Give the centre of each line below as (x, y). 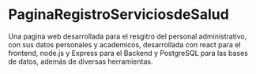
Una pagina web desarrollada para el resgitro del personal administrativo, (128, 36)
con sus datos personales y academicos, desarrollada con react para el (124, 44)
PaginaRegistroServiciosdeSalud (119, 15)
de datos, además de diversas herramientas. (81, 61)
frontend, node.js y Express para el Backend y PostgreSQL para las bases (128, 53)
